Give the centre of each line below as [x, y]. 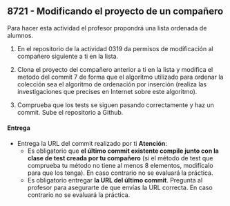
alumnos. [20, 35]
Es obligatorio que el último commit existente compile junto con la [123, 151]
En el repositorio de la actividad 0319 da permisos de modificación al [115, 48]
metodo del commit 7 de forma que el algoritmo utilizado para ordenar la [120, 77]
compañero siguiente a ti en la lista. [68, 56]
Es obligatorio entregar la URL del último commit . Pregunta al [115, 180]
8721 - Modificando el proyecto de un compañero [115, 11]
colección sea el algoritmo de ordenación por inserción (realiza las [112, 84]
